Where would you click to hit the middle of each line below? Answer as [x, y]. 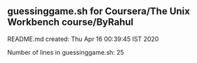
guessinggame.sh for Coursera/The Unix [99, 11]
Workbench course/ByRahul [70, 22]
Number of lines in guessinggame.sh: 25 [66, 52]
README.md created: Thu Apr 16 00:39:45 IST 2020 [83, 39]
